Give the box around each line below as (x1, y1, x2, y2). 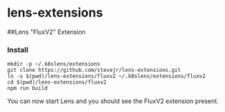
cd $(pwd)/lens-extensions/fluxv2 (7, 79, 107, 86)
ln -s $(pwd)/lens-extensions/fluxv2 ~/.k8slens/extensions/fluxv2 (7, 73, 206, 80)
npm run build (7, 85, 48, 92)
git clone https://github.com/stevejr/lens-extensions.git (7, 67, 181, 74)
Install (7, 45, 29, 55)
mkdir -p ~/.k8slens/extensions (7, 61, 100, 68)
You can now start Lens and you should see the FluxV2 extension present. (7, 97, 219, 105)
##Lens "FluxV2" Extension (7, 28, 86, 36)
